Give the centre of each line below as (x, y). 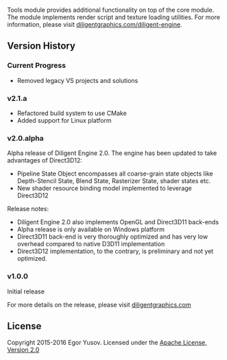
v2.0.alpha (26, 138)
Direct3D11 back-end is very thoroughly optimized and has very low (112, 237)
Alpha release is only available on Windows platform (91, 230)
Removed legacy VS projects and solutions (77, 80)
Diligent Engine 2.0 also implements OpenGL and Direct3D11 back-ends (118, 222)
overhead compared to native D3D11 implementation (91, 244)
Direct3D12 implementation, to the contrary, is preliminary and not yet (115, 251)
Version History (41, 46)
